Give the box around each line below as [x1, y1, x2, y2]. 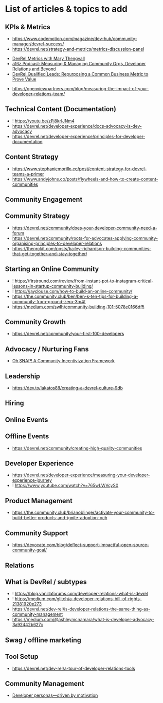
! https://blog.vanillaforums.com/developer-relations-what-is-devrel [12, 591, 148, 597]
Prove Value [12, 77, 36, 82]
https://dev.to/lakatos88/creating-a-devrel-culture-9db [12, 385, 123, 391]
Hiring [5, 399, 24, 408]
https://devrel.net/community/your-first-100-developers [12, 331, 124, 337]
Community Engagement [5, 195, 83, 204]
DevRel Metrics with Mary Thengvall [12, 56, 85, 61]
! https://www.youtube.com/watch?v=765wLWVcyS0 [12, 483, 119, 488]
